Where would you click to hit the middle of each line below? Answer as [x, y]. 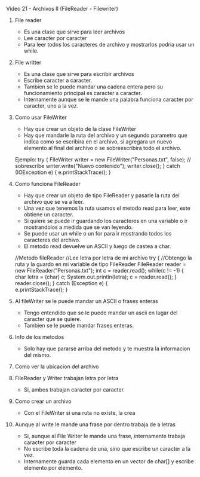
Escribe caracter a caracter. [58, 80]
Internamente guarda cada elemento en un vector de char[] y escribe [109, 461]
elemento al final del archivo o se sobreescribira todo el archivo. [103, 148]
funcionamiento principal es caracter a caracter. [83, 93]
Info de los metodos [39, 337]
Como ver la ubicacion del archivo [57, 366]
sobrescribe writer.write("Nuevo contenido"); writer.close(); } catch [97, 166]
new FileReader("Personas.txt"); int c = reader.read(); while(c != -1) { [99, 270]
